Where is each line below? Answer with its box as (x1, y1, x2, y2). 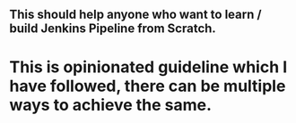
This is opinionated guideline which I (9, 57, 288, 77)
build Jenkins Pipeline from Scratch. (9, 21, 217, 37)
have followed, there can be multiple (9, 76, 286, 96)
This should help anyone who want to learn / (9, 7, 262, 22)
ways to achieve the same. (9, 94, 213, 115)
